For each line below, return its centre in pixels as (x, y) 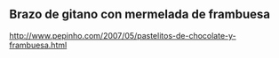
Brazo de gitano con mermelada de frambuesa (140, 14)
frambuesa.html (38, 45)
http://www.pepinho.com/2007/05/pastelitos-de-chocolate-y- (123, 35)
